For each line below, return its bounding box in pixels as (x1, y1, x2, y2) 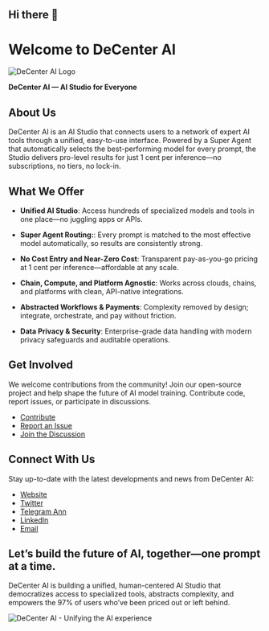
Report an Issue (19, 420, 72, 430)
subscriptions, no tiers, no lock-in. (8, 162, 121, 171)
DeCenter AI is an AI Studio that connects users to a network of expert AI (8, 127, 251, 137)
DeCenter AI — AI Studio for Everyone (8, 82, 138, 92)
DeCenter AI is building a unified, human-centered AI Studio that (8, 580, 222, 591)
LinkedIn (19, 515, 49, 525)
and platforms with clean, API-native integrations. (19, 286, 184, 296)
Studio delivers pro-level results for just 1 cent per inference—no (8, 153, 222, 162)
